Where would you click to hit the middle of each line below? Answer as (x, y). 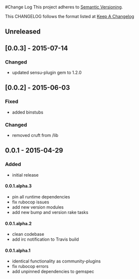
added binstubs (28, 112)
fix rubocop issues (31, 202)
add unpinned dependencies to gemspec (53, 272)
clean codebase (28, 234)
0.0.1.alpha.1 (18, 250)
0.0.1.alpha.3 (18, 186)
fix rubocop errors (30, 266)
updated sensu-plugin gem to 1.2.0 (47, 73)
